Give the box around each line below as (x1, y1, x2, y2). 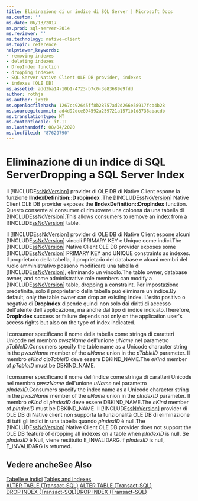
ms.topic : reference (6, 42, 57, 48)
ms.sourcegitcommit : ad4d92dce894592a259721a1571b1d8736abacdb (6, 108, 165, 114)
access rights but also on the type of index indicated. (6, 318, 136, 326)
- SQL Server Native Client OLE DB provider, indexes (6, 75, 142, 81)
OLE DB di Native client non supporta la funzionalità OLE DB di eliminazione (6, 411, 190, 418)
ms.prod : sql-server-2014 (6, 25, 70, 31)
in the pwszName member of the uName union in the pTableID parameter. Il (6, 349, 190, 356)
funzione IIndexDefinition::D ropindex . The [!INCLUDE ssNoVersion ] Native (6, 194, 189, 201)
